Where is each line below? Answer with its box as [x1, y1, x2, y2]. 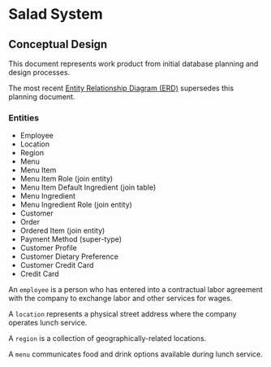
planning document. [8, 92, 75, 102]
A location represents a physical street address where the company [8, 309, 237, 319]
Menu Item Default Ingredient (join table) [19, 182, 157, 192]
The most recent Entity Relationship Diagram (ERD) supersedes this [8, 83, 234, 93]
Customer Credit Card [19, 260, 94, 270]
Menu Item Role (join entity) [19, 174, 114, 184]
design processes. [8, 68, 71, 77]
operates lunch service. [8, 318, 88, 328]
